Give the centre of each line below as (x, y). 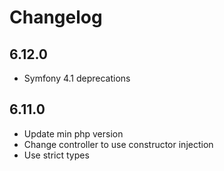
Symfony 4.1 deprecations (77, 78)
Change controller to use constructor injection (118, 144)
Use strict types (56, 155)
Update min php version (73, 133)
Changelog (56, 17)
